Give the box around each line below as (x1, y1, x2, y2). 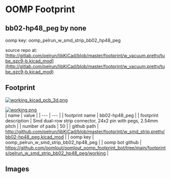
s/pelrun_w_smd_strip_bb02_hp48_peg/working (5, 150, 106, 156)
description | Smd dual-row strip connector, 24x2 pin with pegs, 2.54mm (5, 117, 158, 124)
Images (5, 165, 30, 173)
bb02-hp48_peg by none (5, 24, 87, 33)
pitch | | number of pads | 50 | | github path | (5, 123, 99, 129)
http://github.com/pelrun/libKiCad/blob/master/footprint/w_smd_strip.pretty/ (5, 128, 165, 134)
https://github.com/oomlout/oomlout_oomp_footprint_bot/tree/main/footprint (5, 144, 166, 151)
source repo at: (5, 47, 37, 53)
